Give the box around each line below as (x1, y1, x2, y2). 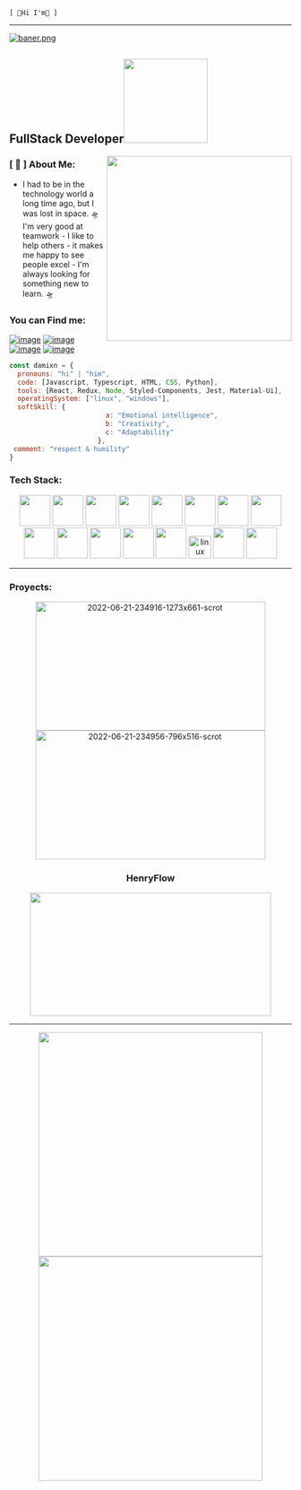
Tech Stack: (9, 474, 63, 486)
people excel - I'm (21, 258, 90, 269)
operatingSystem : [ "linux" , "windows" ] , (17, 395, 170, 404)
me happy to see (21, 249, 85, 260)
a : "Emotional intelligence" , (105, 411, 219, 421)
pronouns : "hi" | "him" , (17, 369, 110, 379)
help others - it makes (21, 240, 104, 250)
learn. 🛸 (21, 288, 55, 299)
